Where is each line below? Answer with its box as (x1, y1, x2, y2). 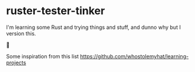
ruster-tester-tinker (6, 4, 106, 18)
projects (6, 59, 27, 66)
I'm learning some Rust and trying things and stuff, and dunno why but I (6, 24, 181, 31)
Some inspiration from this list (6, 53, 79, 60)
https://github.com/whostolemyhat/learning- (79, 53, 189, 60)
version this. (6, 30, 37, 37)
